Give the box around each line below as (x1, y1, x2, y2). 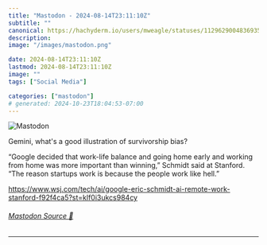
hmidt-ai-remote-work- (153, 185, 230, 194)
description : (8, 33, 52, 42)
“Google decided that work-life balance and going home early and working (8, 152, 253, 161)
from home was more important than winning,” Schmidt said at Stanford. (8, 161, 245, 170)
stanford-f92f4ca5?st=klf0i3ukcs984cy (8, 192, 137, 203)
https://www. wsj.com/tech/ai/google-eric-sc (8, 185, 155, 194)
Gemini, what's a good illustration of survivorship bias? (8, 137, 188, 146)
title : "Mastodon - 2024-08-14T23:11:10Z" (8, 11, 151, 20)
